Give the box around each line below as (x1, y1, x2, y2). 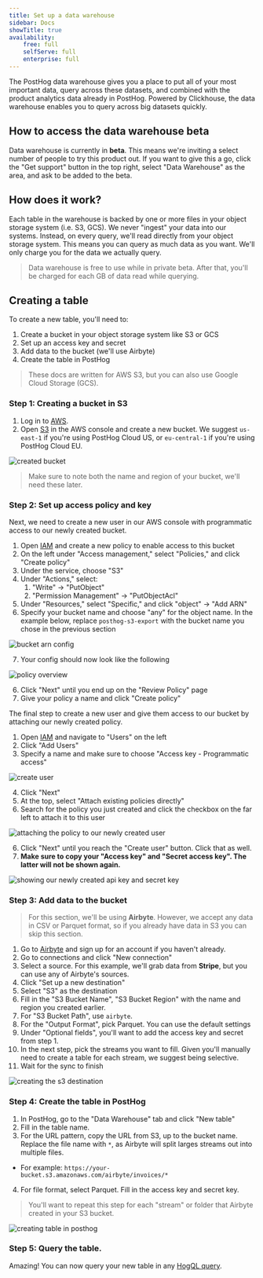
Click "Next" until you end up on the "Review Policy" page (20, 685, 208, 694)
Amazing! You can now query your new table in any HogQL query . (9, 1261, 222, 1270)
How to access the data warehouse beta (9, 125, 210, 138)
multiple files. (20, 1148, 64, 1157)
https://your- (64, 1164, 111, 1172)
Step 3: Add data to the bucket (9, 895, 128, 906)
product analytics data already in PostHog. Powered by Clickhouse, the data (9, 93, 256, 103)
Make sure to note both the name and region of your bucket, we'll (27, 471, 240, 481)
